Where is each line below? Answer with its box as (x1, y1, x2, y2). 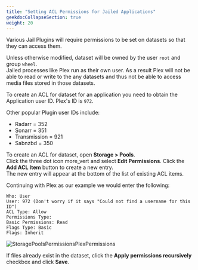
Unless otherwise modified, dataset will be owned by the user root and (6, 54, 181, 62)
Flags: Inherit (6, 230, 44, 236)
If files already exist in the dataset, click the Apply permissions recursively (6, 252, 192, 259)
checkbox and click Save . (6, 258, 70, 266)
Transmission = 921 (14, 133, 63, 140)
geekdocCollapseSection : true (6, 14, 82, 20)
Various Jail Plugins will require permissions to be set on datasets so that (6, 36, 185, 44)
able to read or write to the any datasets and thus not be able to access (6, 73, 181, 81)
